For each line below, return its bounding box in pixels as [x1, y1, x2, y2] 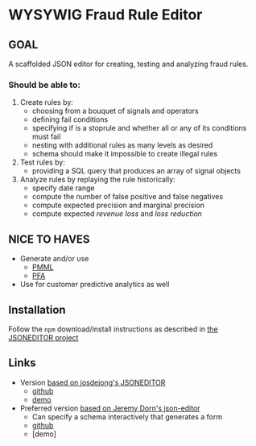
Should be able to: [8, 79, 81, 90]
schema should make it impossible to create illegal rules [31, 149, 218, 159]
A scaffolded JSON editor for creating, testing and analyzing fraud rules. [8, 59, 249, 69]
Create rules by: [19, 98, 74, 107]
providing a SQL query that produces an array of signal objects [31, 166, 242, 176]
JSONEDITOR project [8, 332, 79, 342]
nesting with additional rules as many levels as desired [31, 140, 213, 150]
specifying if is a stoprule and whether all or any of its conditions [31, 123, 247, 133]
